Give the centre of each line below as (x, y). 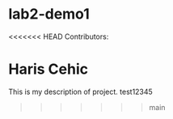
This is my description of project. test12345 (81, 91)
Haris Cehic (49, 69)
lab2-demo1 (49, 14)
